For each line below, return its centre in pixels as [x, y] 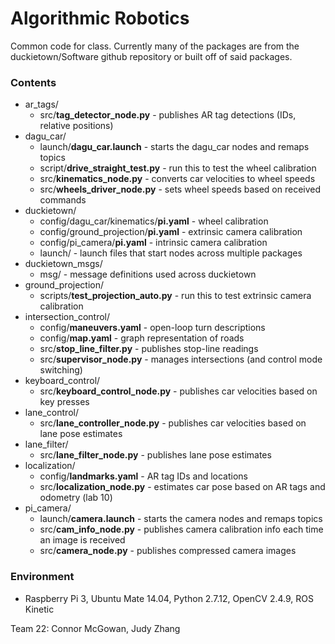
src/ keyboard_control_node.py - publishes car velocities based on [178, 391]
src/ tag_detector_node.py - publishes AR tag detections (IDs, [168, 115]
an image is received [82, 540]
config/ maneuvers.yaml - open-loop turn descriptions [152, 328]
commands [63, 200]
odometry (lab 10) [76, 498]
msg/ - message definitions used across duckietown [148, 274]
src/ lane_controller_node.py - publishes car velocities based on [173, 423]
